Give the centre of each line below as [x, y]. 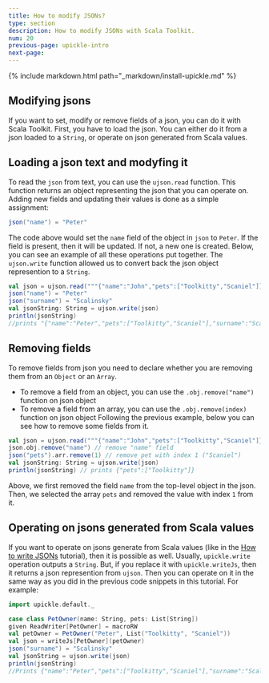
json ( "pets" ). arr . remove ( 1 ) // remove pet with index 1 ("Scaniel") [125, 455]
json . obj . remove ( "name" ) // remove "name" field [91, 448]
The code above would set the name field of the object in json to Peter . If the [133, 237]
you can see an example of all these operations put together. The [116, 254]
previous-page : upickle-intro [59, 46]
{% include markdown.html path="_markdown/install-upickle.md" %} [122, 76]
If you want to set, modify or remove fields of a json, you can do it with [125, 120]
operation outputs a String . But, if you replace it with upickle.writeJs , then [132, 564]
